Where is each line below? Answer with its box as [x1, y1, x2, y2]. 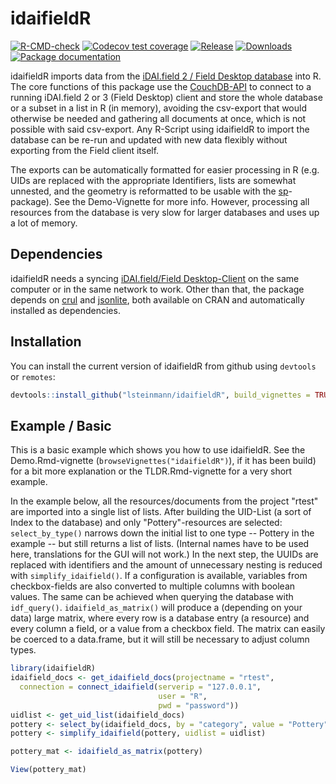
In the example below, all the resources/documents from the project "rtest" [10, 495, 319, 507]
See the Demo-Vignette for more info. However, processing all [53, 195, 310, 207]
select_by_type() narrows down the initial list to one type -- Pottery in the [10, 527, 315, 539]
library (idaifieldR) [10, 663, 97, 674]
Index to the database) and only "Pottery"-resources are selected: [10, 517, 283, 529]
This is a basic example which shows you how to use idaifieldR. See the [10, 444, 306, 456]
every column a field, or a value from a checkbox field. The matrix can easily [10, 623, 326, 635]
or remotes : [10, 370, 56, 382]
